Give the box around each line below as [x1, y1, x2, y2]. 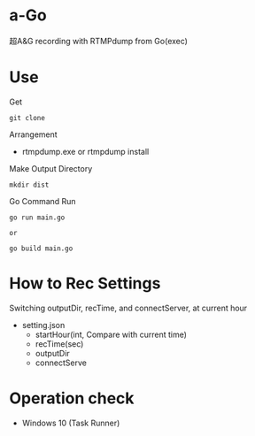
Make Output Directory [9, 163, 93, 173]
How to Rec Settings [9, 273, 161, 294]
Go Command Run [9, 195, 77, 206]
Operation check [9, 388, 135, 408]
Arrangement [9, 129, 58, 140]
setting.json [21, 319, 66, 330]
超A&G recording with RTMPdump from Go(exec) [9, 35, 189, 46]
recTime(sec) [35, 338, 84, 349]
